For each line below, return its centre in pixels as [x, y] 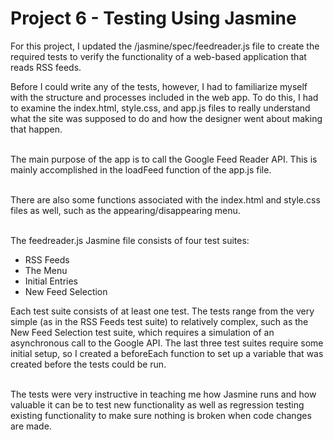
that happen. [36, 129]
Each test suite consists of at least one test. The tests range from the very [162, 311]
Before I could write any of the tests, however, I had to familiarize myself [159, 86]
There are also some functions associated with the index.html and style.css [165, 199]
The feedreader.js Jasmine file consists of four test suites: [130, 240]
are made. [31, 426]
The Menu [46, 270]
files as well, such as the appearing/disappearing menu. [125, 210]
